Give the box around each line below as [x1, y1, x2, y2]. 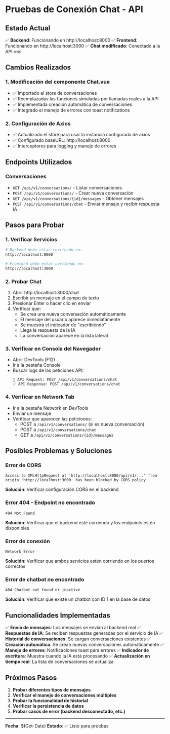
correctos [5, 563, 26, 569]
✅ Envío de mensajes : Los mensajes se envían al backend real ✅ [5, 625, 142, 631]
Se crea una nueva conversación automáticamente [20, 311, 126, 317]
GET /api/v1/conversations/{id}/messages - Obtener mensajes [12, 195, 144, 201]
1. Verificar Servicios [5, 236, 57, 243]
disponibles [5, 525, 29, 531]
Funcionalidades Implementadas [5, 611, 110, 620]
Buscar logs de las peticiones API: [12, 367, 84, 373]
